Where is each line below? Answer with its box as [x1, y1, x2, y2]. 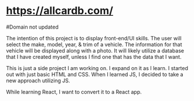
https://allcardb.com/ [6, 4, 113, 18]
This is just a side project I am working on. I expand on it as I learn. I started [6, 64, 189, 71]
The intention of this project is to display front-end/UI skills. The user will [6, 34, 182, 41]
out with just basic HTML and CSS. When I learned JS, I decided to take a [6, 71, 183, 78]
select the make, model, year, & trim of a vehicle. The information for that [6, 41, 182, 48]
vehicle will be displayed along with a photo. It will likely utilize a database [6, 47, 185, 54]
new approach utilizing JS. [6, 77, 70, 84]
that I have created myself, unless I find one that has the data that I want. [6, 53, 182, 60]
